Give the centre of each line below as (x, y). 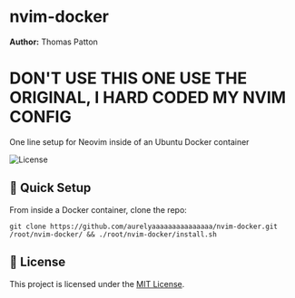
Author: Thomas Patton (54, 42)
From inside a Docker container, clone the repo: (98, 209)
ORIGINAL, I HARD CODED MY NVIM (148, 98)
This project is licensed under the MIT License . (97, 284)
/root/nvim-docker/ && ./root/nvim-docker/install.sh (113, 234)
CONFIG (40, 117)
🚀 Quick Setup (50, 188)
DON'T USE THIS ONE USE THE (128, 78)
